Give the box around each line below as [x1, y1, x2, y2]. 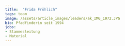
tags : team [5, 11, 27, 16]
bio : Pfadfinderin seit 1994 [5, 20, 64, 25]
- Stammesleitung [5, 29, 40, 34]
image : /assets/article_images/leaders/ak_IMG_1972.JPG [5, 16, 120, 21]
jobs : [5, 25, 16, 30]
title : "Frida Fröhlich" [5, 7, 57, 12]
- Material [5, 34, 27, 39]
